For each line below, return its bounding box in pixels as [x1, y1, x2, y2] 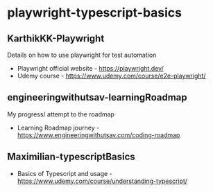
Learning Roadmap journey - [17, 123, 100, 132]
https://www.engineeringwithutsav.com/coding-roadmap [17, 130, 180, 139]
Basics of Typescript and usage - [17, 169, 112, 177]
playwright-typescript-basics [7, 5, 182, 21]
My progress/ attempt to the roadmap [7, 110, 114, 119]
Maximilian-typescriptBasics [7, 151, 135, 163]
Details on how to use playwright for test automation [7, 51, 157, 59]
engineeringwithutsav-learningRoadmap [7, 91, 187, 103]
